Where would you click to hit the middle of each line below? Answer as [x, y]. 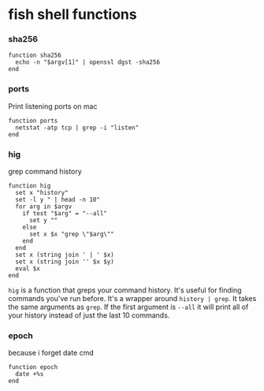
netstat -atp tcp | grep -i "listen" [77, 128]
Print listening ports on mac [53, 106]
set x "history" [42, 193]
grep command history [45, 172]
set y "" [43, 221]
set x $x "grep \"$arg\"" [71, 234]
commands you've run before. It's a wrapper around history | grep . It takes [132, 299]
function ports [33, 121]
